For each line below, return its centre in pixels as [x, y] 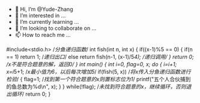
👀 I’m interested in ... [40, 15]
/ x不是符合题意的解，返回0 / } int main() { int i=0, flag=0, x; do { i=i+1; [92, 64]
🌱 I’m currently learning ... [47, 22]
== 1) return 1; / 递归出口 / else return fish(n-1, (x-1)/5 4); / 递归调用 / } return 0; [100, 57]
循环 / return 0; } [31, 94]
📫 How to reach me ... [43, 35]
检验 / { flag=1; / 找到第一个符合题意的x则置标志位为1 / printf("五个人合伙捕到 [98, 79]
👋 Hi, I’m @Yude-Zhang [44, 9]
